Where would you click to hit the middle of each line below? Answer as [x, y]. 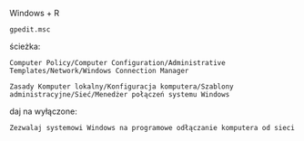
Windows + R [35, 13]
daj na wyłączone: [43, 111]
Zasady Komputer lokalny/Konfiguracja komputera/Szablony [122, 87]
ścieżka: [25, 46]
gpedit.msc [30, 30]
